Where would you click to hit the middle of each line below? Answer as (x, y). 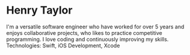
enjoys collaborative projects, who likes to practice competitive (84, 33)
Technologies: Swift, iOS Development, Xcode (63, 46)
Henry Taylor (39, 10)
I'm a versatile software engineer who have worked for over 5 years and (95, 27)
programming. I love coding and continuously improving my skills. (87, 39)
